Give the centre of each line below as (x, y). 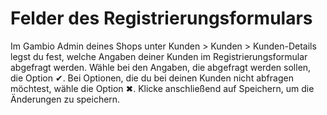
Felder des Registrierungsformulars (161, 18)
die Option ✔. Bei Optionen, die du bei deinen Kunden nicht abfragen (152, 78)
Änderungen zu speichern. (65, 99)
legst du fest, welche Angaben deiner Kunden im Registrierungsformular (159, 56)
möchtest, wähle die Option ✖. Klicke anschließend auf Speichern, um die (162, 88)
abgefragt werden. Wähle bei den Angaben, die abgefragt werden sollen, (161, 67)
